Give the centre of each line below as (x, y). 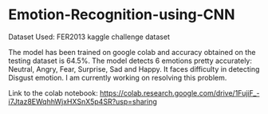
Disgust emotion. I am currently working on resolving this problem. (118, 77)
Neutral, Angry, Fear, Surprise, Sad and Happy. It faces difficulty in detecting (134, 69)
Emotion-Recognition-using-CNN (122, 15)
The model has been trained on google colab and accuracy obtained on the (132, 52)
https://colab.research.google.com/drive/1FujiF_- (179, 92)
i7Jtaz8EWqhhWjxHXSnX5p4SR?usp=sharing (83, 101)
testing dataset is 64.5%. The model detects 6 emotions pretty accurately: (130, 61)
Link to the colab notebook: (53, 92)
